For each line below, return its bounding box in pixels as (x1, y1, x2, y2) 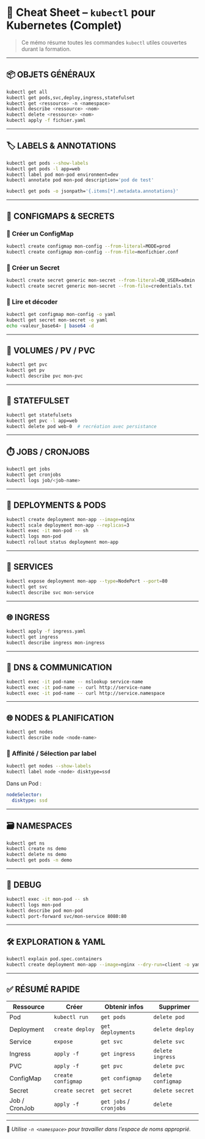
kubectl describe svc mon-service (6, 589, 95, 596)
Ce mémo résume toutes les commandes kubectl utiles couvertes (21, 39, 187, 46)
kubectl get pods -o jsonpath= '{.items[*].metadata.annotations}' (6, 188, 179, 195)
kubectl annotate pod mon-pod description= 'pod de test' (6, 177, 154, 183)
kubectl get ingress (6, 634, 59, 641)
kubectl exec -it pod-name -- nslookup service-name (6, 679, 143, 685)
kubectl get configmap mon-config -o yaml (6, 311, 116, 317)
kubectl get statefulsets (6, 412, 72, 418)
